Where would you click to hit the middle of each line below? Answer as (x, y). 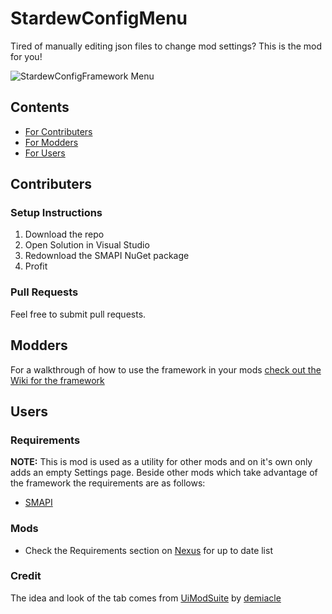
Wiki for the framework (57, 380)
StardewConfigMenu (99, 18)
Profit (36, 266)
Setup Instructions (56, 213)
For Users (45, 153)
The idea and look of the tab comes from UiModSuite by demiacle (146, 598)
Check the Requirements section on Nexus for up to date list (148, 550)
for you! (26, 56)
